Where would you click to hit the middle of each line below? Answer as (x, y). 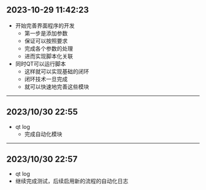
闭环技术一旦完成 (46, 79)
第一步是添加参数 (46, 33)
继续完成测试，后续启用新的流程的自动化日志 (72, 181)
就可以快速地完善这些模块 (57, 86)
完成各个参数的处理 (49, 48)
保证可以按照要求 (46, 41)
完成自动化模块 (43, 134)
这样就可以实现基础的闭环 (57, 71)
